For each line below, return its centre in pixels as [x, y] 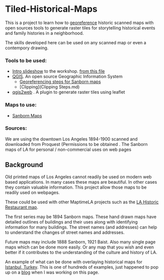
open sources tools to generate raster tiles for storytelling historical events [80, 28]
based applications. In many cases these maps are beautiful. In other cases [81, 182]
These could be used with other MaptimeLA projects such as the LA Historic [82, 202]
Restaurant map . [22, 207]
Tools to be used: [26, 60]
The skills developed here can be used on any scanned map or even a [76, 42]
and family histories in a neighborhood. [45, 33]
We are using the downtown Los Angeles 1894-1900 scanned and [71, 139]
